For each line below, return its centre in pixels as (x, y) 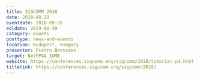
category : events (28, 34)
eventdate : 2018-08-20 (34, 23)
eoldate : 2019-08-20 (32, 28)
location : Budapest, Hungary (43, 45)
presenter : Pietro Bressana (41, 50)
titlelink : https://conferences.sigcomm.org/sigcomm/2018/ (81, 67)
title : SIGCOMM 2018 (32, 12)
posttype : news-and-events (40, 39)
